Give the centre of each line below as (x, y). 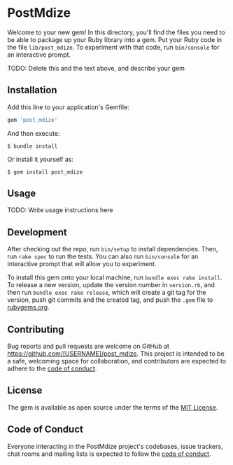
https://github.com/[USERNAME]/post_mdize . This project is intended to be (116, 354)
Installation (32, 90)
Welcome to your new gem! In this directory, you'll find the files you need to (116, 32)
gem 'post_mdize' (33, 120)
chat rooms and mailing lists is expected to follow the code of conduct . (109, 454)
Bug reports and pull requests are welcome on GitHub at (89, 346)
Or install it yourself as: (40, 159)
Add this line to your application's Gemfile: (68, 107)
